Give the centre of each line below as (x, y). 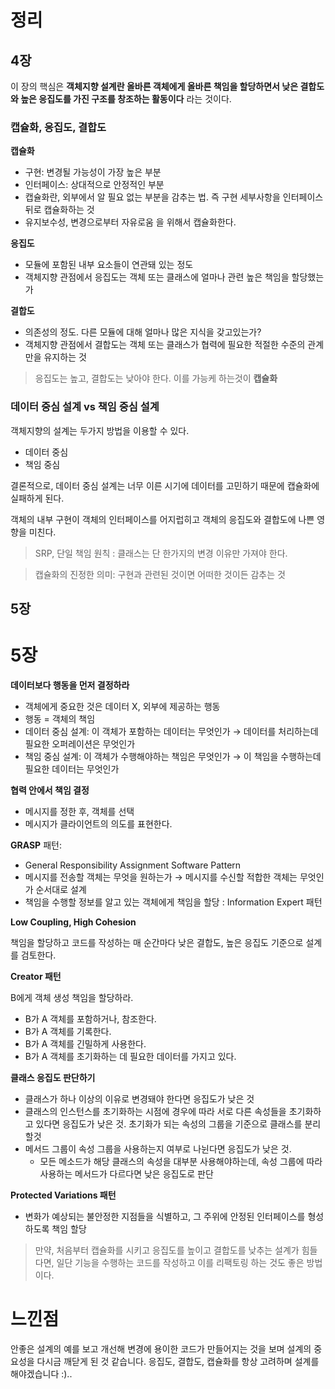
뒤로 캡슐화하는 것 (59, 210)
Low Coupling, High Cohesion (73, 922)
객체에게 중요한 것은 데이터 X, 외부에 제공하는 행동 (122, 706)
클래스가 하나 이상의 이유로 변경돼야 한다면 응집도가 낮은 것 (139, 1098)
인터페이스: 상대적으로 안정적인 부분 (94, 185)
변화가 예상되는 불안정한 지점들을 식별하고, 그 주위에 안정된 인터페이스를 (165, 1216)
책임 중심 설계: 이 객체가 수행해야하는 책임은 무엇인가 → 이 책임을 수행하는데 (173, 756)
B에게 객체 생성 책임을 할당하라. (72, 997)
